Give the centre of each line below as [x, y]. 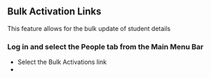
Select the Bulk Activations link [62, 62]
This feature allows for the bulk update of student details [89, 28]
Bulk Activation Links [54, 12]
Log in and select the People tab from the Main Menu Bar [105, 46]
